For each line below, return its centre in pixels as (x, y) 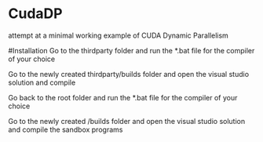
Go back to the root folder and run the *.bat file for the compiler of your (123, 97)
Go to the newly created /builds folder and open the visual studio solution (127, 121)
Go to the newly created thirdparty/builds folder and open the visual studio (129, 74)
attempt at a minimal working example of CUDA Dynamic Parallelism (119, 35)
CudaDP (35, 14)
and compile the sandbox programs (66, 129)
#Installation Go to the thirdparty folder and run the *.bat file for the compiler (131, 50)
